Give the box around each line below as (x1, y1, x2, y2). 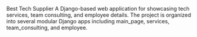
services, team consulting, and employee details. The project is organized (6, 11, 192, 18)
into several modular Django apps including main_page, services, (6, 18, 170, 24)
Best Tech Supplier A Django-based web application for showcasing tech (6, 5, 190, 12)
